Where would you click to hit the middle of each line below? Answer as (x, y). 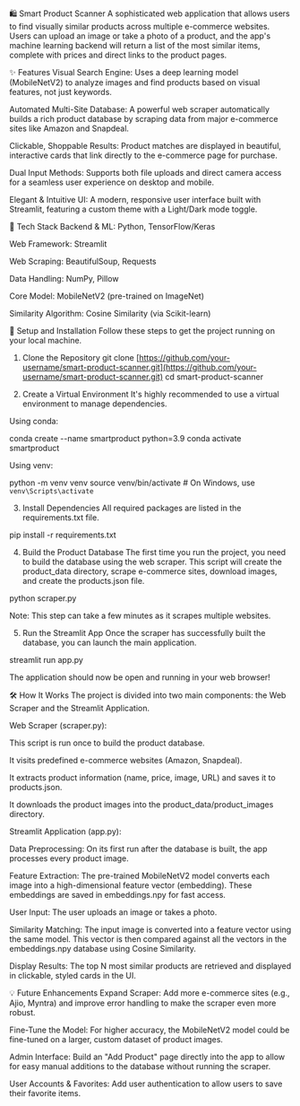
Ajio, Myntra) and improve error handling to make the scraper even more (143, 1003)
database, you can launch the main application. (109, 642)
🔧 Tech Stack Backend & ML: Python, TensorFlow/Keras (112, 226)
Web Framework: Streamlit (58, 244)
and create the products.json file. (83, 581)
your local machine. (46, 340)
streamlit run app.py (46, 660)
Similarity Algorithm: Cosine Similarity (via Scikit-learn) (110, 314)
